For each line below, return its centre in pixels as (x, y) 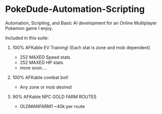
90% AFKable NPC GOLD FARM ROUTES (54, 97)
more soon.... (33, 68)
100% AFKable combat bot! (40, 77)
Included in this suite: (27, 38)
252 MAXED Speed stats (45, 57)
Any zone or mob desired (46, 87)
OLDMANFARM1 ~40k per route (52, 106)
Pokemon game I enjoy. (29, 28)
